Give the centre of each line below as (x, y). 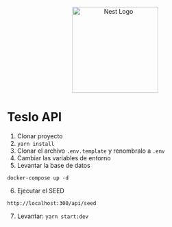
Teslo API (35, 117)
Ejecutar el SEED (41, 191)
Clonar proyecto (40, 136)
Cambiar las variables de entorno (64, 158)
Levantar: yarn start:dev (53, 216)
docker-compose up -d (38, 178)
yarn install (36, 144)
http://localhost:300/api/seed (52, 203)
